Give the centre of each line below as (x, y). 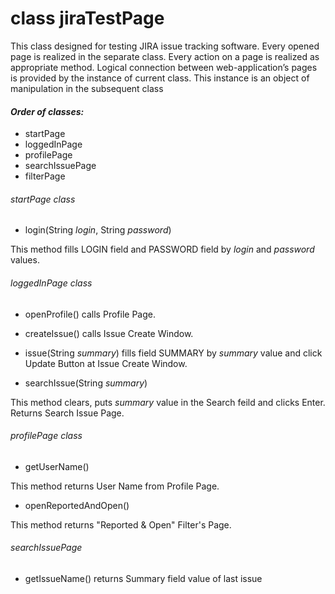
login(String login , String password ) (98, 230)
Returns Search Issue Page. (67, 413)
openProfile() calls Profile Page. (90, 314)
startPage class (43, 199)
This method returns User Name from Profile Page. (115, 486)
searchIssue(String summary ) (86, 383)
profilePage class (46, 436)
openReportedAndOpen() (77, 505)
